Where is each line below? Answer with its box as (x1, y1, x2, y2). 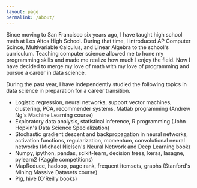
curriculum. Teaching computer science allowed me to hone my (6, 50, 164, 57)
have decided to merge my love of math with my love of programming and (6, 62, 189, 69)
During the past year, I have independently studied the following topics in (6, 80, 187, 87)
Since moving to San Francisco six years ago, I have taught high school (6, 31, 183, 38)
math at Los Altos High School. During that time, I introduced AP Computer (6, 37, 191, 44)
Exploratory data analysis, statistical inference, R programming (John (14, 117, 186, 125)
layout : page (6, 8, 39, 15)
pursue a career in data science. (6, 69, 86, 76)
